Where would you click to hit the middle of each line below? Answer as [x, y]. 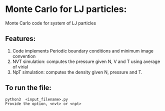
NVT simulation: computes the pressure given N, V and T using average [86, 61]
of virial [20, 66]
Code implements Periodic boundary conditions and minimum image [83, 50]
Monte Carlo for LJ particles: [66, 9]
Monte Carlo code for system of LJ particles [51, 23]
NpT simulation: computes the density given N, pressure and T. [77, 72]
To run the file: [28, 88]
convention [24, 56]
